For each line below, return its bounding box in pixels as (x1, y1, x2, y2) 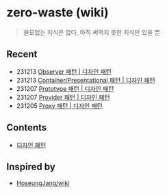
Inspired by (6, 161, 55, 172)
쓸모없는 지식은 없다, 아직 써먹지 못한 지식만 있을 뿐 (23, 28, 160, 36)
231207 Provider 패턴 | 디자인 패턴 (16, 93, 110, 101)
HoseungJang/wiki (16, 179, 70, 187)
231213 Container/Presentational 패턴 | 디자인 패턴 (16, 76, 155, 84)
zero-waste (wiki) (6, 5, 109, 20)
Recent (6, 48, 38, 60)
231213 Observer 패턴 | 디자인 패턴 (16, 67, 112, 76)
